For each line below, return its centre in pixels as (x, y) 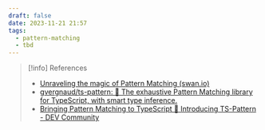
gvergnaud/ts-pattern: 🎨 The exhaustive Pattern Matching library (146, 92)
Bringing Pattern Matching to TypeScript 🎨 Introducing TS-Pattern (148, 109)
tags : (17, 30)
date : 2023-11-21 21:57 (48, 23)
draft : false (30, 16)
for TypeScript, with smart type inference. (109, 100)
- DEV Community (69, 117)
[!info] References (57, 68)
